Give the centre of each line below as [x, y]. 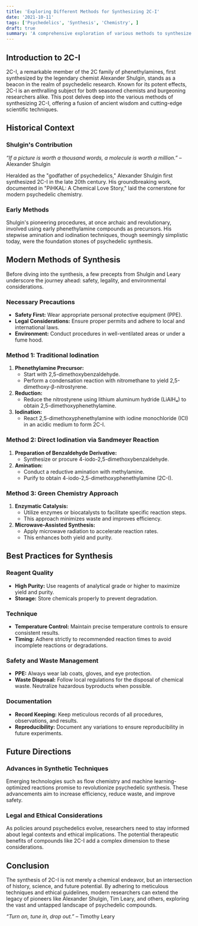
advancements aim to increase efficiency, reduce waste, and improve [91, 794]
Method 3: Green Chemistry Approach [62, 493]
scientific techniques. [32, 109]
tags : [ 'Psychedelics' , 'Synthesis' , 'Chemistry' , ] [72, 22]
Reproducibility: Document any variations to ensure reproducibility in [99, 727]
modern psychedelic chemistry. [45, 194]
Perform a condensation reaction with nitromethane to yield [96, 381]
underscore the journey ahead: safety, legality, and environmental [86, 280]
